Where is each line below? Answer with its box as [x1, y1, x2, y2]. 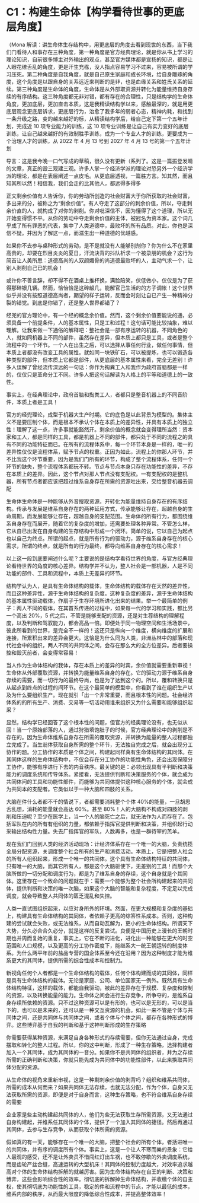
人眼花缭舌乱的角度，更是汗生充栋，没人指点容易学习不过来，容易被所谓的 [6, 63, 188, 70]
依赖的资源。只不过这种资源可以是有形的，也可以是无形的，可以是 [26, 999, 188, 1006]
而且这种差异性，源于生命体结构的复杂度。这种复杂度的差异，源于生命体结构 [6, 590, 193, 597]
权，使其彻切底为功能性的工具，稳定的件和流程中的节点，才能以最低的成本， [6, 1183, 193, 1190]
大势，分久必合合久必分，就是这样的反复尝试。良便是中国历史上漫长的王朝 [6, 927, 188, 934]
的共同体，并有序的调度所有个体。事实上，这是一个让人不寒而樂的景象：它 [6, 1145, 188, 1153]
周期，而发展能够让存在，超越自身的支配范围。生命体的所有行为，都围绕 [11, 513, 188, 520]
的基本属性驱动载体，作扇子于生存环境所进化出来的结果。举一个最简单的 [6, 597, 182, 604]
